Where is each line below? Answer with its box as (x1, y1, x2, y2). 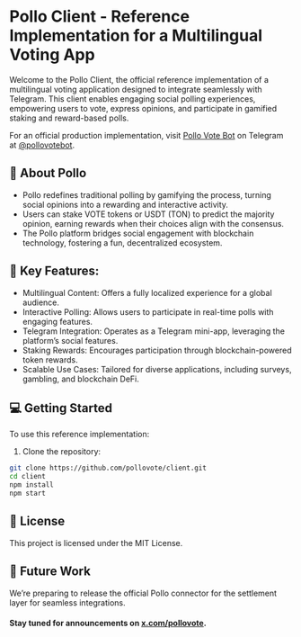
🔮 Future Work (9, 564, 92, 579)
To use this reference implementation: (9, 429, 150, 440)
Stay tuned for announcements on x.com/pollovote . (9, 618, 207, 629)
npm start (9, 489, 47, 498)
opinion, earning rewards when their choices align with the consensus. (22, 218, 285, 229)
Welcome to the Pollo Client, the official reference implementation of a (9, 74, 270, 85)
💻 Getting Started (9, 400, 112, 416)
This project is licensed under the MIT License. (9, 537, 183, 548)
